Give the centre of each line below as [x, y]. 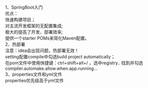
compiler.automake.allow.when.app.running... [51, 68]
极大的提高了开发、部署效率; [34, 32]
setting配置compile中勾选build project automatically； [60, 57]
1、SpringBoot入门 [24, 7]
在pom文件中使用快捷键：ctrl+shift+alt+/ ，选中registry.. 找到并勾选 [74, 63]
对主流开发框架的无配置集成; [34, 26]
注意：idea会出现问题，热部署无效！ [42, 50]
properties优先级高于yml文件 [35, 80]
